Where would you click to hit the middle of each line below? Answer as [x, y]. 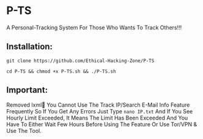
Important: [27, 90]
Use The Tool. [24, 130]
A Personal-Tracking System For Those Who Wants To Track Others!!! [94, 27]
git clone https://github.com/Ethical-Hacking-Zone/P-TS [80, 61]
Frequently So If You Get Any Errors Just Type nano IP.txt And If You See [100, 111]
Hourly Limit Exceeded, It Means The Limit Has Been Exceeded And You [97, 118]
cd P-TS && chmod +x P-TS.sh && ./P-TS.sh [61, 71]
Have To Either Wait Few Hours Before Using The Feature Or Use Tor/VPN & [102, 124]
